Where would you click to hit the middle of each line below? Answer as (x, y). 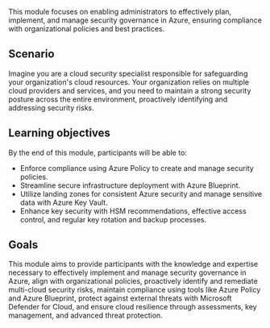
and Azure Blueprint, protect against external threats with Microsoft (120, 298)
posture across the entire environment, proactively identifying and (118, 99)
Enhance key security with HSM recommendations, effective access (133, 211)
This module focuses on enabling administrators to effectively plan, (120, 12)
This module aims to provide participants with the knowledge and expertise (133, 264)
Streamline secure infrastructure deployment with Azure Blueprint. (130, 185)
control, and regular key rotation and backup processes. (113, 219)
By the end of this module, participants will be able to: (98, 152)
